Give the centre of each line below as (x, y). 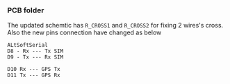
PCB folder (26, 10)
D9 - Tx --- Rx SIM (35, 57)
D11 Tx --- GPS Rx (34, 75)
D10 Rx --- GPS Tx (34, 70)
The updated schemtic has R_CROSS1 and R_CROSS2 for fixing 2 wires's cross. (115, 25)
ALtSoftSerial (28, 45)
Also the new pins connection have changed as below (84, 32)
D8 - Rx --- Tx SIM (35, 51)
